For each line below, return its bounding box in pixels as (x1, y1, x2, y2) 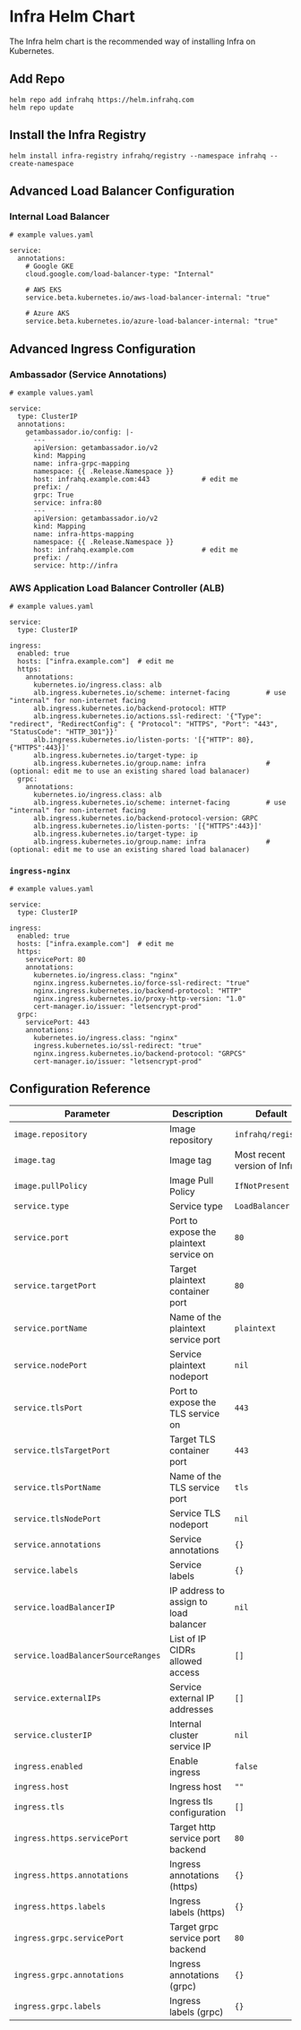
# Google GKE (25, 262, 74, 271)
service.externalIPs (13, 1693, 101, 1704)
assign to (168, 1596, 208, 1609)
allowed (168, 1655, 202, 1668)
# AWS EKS (25, 285, 63, 295)
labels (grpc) (168, 2006, 224, 2018)
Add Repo (9, 72, 65, 87)
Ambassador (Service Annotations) (9, 368, 168, 380)
